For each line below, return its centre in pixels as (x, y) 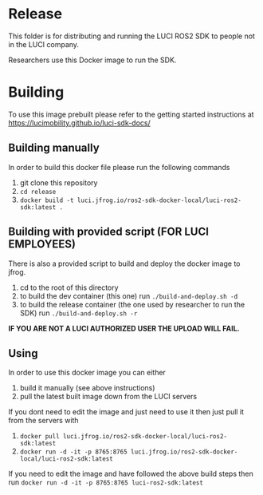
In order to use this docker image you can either (87, 373)
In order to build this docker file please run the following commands (119, 167)
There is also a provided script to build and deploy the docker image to (124, 263)
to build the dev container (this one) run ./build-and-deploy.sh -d (129, 295)
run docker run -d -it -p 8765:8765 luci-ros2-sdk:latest (106, 482)
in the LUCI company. (44, 44)
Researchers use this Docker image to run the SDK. (92, 60)
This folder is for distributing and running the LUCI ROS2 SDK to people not (131, 36)
